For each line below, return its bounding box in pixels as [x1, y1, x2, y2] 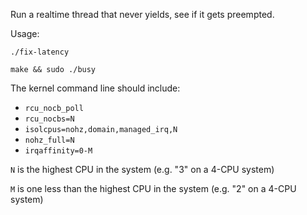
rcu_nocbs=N [24, 114, 75, 124]
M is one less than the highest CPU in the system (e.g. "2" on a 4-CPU [10, 183, 297, 194]
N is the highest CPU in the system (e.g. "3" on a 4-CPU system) [10, 164, 275, 175]
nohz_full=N [24, 135, 75, 145]
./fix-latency [10, 47, 70, 57]
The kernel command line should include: [10, 82, 181, 94]
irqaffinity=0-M [24, 146, 93, 156]
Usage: [10, 28, 40, 39]
